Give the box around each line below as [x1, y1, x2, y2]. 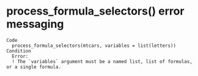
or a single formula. [6, 64, 62, 70]
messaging [6, 17, 64, 31]
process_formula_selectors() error [6, 4, 185, 18]
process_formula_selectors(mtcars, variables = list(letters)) [12, 43, 176, 49]
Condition [6, 47, 32, 54]
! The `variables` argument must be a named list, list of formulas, [12, 58, 193, 64]
